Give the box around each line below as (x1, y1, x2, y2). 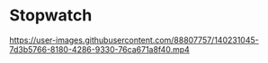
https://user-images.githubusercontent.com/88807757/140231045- (9, 35, 259, 45)
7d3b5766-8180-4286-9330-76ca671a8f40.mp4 (9, 43, 191, 54)
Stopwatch (9, 5, 93, 26)
